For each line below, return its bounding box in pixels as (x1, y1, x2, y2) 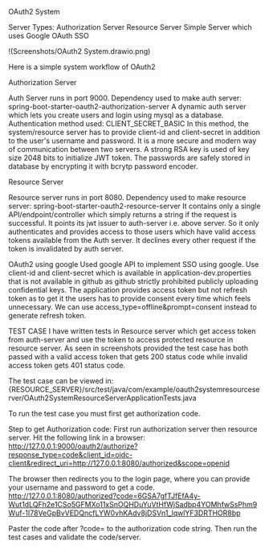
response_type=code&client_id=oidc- (8, 450, 133, 459)
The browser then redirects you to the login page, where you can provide (8, 474, 251, 483)
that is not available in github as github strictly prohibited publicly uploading (8, 277, 259, 286)
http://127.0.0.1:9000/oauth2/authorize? (8, 441, 138, 451)
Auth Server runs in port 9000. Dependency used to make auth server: (8, 93, 243, 103)
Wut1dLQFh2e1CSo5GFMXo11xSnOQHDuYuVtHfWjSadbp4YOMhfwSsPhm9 (8, 500, 258, 509)
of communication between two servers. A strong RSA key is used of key (8, 145, 251, 154)
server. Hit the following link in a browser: (8, 433, 146, 442)
